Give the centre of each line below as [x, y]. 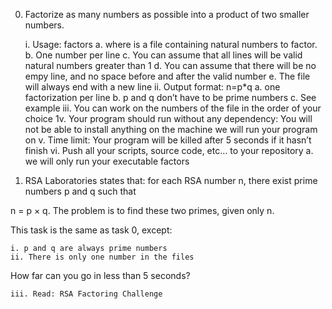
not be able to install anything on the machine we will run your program [171, 129]
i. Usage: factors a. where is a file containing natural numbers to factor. [171, 44]
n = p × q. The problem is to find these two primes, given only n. [142, 210]
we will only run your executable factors [107, 161]
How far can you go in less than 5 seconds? [100, 275]
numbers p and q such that [80, 191]
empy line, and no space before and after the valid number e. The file [167, 76]
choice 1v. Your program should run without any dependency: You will [168, 118]
